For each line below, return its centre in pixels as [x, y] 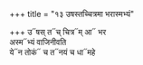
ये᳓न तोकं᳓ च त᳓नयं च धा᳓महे [52, 52]
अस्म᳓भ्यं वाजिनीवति [38, 42]
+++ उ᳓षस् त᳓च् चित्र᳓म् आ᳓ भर [58, 32]
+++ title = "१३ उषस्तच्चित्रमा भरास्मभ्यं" [71, 14]
